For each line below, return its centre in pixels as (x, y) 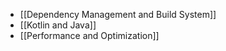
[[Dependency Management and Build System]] (118, 14)
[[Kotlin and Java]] (58, 25)
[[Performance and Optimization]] (89, 35)
